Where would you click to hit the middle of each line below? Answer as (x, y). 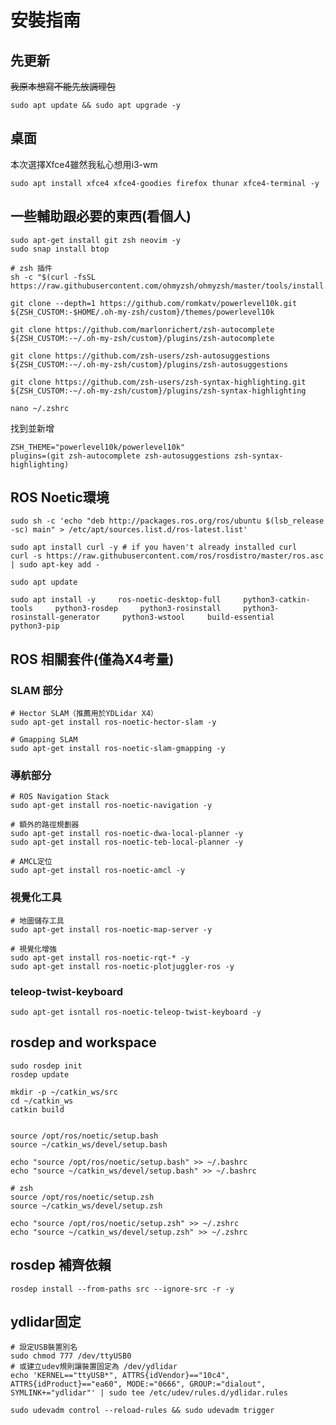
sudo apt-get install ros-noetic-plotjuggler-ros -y (122, 966)
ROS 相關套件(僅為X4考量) (92, 659)
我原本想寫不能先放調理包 (63, 86)
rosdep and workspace (83, 1042)
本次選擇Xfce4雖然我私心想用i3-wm (84, 164)
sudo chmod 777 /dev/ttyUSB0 (71, 1356)
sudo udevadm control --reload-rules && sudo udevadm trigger (142, 1411)
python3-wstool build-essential (198, 617)
